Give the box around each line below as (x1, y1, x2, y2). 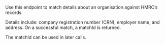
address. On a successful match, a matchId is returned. (5, 24, 121, 30)
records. (5, 9, 23, 15)
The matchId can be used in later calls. (5, 34, 86, 40)
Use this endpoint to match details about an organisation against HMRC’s (5, 4, 158, 10)
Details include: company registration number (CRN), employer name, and (5, 19, 160, 25)
